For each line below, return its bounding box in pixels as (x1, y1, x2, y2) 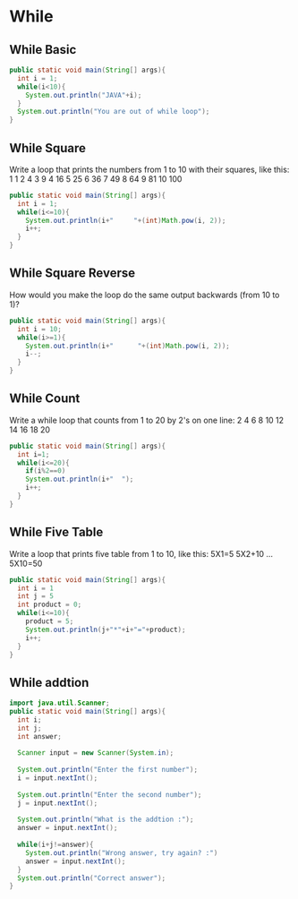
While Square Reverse (9, 266, 136, 281)
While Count (9, 391, 81, 407)
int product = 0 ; (17, 600, 82, 610)
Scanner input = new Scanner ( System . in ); (17, 749, 175, 758)
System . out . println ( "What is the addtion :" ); (17, 815, 194, 825)
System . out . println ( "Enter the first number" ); (17, 766, 199, 775)
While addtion (9, 674, 89, 690)
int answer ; (17, 732, 63, 741)
